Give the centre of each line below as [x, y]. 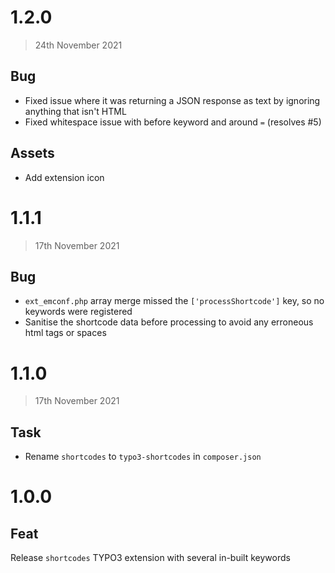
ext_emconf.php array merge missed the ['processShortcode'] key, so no [174, 301]
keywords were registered [78, 312]
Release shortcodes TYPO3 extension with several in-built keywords [150, 558]
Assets [32, 153]
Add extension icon [64, 177]
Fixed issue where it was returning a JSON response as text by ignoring [172, 100]
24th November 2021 [78, 45]
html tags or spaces [65, 333]
